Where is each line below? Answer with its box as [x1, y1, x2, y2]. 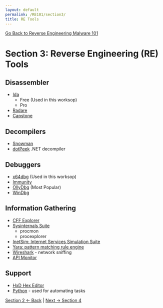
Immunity [12, 179, 32, 185]
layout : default [5, 7, 39, 12]
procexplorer [19, 233, 46, 239]
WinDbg [12, 189, 29, 195]
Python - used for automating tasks [12, 287, 86, 293]
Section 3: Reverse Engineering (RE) [5, 48, 159, 59]
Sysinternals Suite [12, 222, 50, 228]
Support [5, 269, 31, 277]
